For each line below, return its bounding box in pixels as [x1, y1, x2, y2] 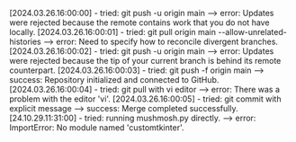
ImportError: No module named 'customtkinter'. [9, 122, 184, 133]
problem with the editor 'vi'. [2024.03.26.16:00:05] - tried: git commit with [9, 93, 282, 104]
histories [9, 36, 42, 47]
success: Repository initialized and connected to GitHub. [9, 75, 220, 84]
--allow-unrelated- [217, 27, 288, 37]
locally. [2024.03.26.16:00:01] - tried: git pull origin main [9, 27, 217, 37]
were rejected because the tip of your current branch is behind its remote [9, 56, 282, 66]
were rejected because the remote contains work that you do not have [9, 17, 270, 28]
